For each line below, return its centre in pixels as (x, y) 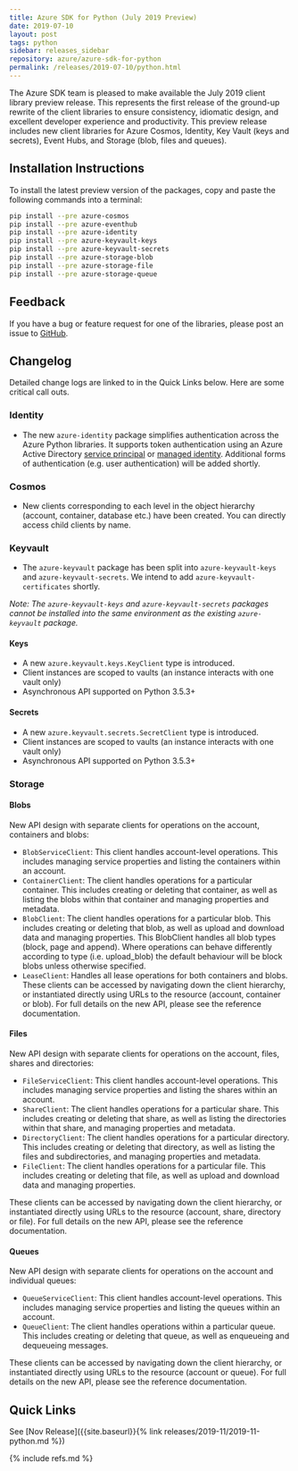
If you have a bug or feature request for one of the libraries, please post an (146, 324)
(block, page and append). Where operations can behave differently (147, 947)
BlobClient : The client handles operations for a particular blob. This (146, 918)
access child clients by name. (76, 525)
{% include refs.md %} (51, 1458)
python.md (29, 1441)
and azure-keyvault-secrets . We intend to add (108, 577)
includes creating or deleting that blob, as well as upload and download (153, 927)
